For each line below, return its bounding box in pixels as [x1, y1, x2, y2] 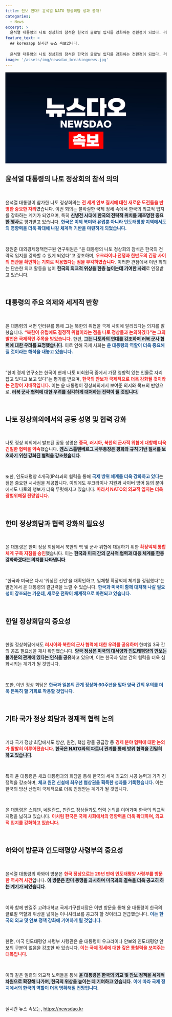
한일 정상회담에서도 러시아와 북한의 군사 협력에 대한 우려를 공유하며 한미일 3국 [5, 641, 160, 648]
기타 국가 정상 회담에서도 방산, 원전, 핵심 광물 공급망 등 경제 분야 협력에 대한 [5, 739, 156, 745]
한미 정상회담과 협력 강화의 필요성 [5, 519, 105, 528]
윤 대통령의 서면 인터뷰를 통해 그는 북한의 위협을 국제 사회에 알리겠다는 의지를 [5, 323, 160, 329]
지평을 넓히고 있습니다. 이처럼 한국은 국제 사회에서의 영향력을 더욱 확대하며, [5, 813, 155, 819]
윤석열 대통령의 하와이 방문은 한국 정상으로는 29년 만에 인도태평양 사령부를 [5, 870, 154, 877]
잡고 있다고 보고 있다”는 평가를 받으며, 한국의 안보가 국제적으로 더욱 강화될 [5, 376, 153, 382]
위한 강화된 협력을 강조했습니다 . [18, 453, 81, 459]
